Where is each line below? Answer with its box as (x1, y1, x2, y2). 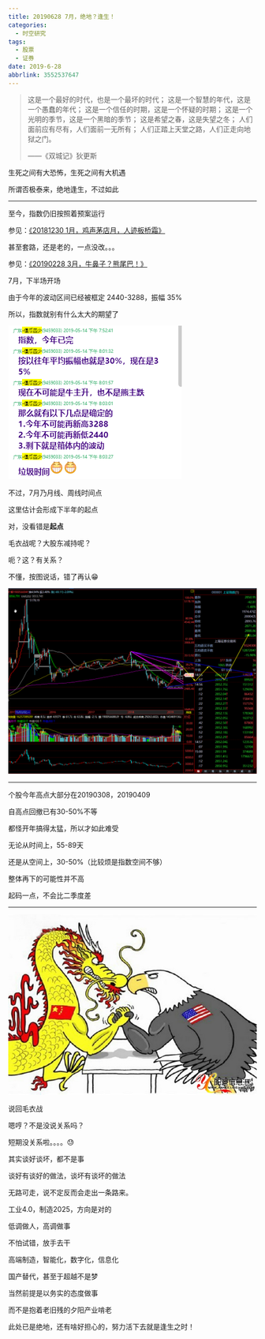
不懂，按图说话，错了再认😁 (8, 572, 99, 581)
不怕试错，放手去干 (8, 1238, 71, 1247)
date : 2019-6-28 (8, 63, 62, 71)
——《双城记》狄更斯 (27, 151, 97, 160)
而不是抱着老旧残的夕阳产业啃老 (8, 1305, 112, 1315)
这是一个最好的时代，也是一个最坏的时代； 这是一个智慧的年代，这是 (27, 95, 251, 104)
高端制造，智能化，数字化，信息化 (8, 1255, 119, 1265)
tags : (8, 38, 26, 46)
